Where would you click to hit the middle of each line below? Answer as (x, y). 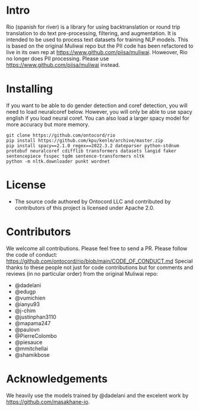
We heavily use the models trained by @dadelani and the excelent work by (97, 395)
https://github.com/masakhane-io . (48, 401)
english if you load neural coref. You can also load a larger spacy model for (98, 118)
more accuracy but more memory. (48, 124)
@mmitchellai (31, 348)
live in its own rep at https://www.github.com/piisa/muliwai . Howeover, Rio (97, 52)
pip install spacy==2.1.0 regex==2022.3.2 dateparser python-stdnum (93, 146)
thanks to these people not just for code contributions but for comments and (100, 267)
